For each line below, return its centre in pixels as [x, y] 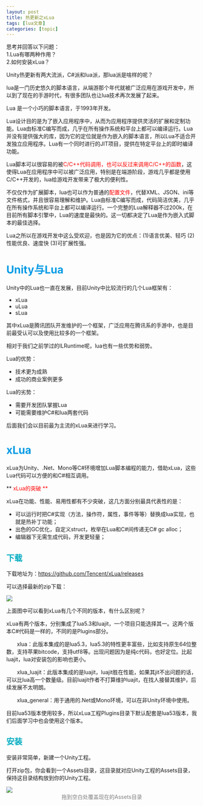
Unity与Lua [35, 270]
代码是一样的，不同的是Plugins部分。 [65, 631]
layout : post [23, 12]
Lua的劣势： [22, 392]
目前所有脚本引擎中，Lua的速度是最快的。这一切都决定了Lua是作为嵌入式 [98, 215]
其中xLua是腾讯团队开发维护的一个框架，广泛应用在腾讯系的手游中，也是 [97, 326]
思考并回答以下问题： [33, 47]
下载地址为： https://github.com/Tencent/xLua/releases [75, 573]
